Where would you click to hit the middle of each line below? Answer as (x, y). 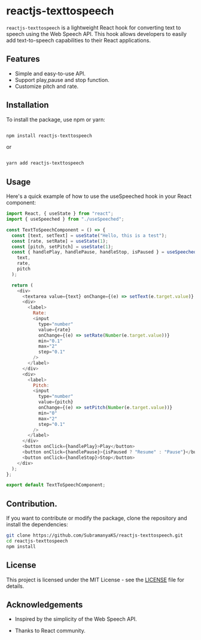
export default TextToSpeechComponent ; (56, 485)
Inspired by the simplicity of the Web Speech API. (76, 619)
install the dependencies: (37, 525)
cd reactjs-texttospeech (37, 541)
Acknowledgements (45, 604)
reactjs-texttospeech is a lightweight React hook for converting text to (94, 28)
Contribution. (32, 504)
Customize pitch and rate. (47, 86)
